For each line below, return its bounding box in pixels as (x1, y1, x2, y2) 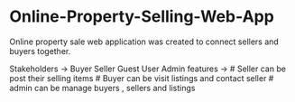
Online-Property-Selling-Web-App (9, 6, 275, 27)
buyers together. (9, 45, 71, 56)
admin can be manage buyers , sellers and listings (9, 82, 196, 93)
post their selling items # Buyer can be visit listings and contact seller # (9, 72, 274, 83)
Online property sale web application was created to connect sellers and (9, 36, 280, 47)
